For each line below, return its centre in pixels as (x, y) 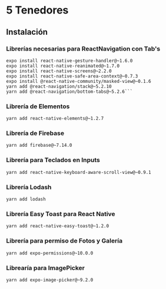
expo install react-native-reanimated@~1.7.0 (63, 66)
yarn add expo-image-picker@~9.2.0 (50, 280)
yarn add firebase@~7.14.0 (39, 145)
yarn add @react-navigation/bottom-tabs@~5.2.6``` (69, 92)
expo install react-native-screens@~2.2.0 (59, 71)
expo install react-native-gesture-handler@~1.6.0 (69, 61)
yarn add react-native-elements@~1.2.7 (55, 119)
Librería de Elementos (38, 106)
